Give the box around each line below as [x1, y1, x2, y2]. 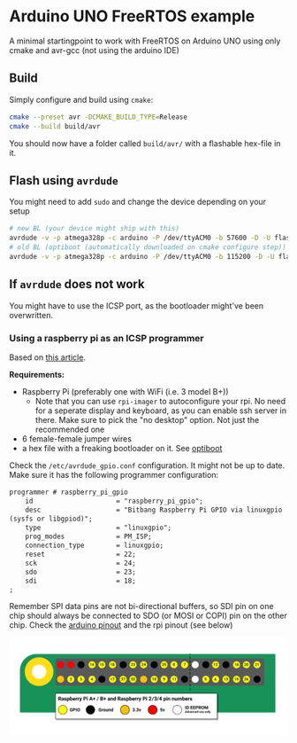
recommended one [34, 424, 105, 434]
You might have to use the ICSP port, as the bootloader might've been [9, 300, 264, 311]
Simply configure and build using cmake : [9, 94, 154, 105]
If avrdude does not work [9, 277, 145, 292]
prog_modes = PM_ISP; [25, 532, 152, 541]
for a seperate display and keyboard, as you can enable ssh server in [34, 405, 287, 416]
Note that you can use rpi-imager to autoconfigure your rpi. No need [34, 395, 286, 406]
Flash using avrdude [9, 173, 119, 188]
